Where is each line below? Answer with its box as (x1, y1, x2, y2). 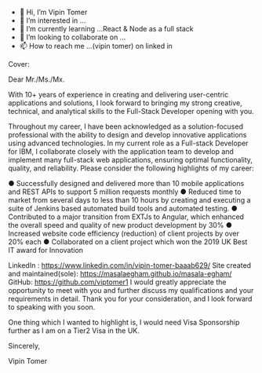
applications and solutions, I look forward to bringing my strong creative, (8, 98, 242, 108)
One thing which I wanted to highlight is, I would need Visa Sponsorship (8, 318, 240, 327)
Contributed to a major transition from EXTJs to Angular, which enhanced (8, 212, 245, 221)
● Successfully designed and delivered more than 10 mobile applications (8, 179, 245, 188)
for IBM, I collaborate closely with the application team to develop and (8, 147, 234, 156)
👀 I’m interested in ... (19, 16, 86, 25)
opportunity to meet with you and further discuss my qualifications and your (8, 286, 254, 294)
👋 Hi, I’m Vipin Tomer (19, 8, 88, 16)
